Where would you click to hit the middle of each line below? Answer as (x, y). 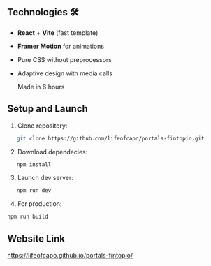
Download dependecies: (52, 152)
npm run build (28, 217)
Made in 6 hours (41, 87)
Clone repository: (42, 126)
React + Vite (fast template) (58, 32)
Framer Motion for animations (61, 46)
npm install (34, 164)
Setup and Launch (48, 109)
